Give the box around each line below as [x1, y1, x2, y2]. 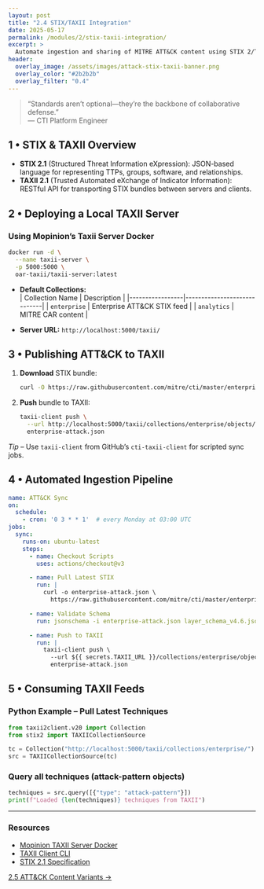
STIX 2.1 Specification [19, 857, 90, 866]
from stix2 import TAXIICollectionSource [8, 731, 146, 739]
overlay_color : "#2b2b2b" [15, 70, 101, 78]
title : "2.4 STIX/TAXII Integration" [8, 19, 132, 27]
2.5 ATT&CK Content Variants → [8, 872, 112, 881]
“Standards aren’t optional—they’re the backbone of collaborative [27, 99, 240, 108]
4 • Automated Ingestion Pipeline [8, 473, 174, 487]
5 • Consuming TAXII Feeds [8, 682, 145, 696]
